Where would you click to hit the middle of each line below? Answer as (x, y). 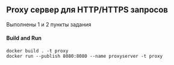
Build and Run (24, 38)
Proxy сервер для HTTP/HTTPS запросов (87, 10)
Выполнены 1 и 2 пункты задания (49, 24)
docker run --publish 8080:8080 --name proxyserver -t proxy (85, 57)
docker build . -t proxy (37, 51)
